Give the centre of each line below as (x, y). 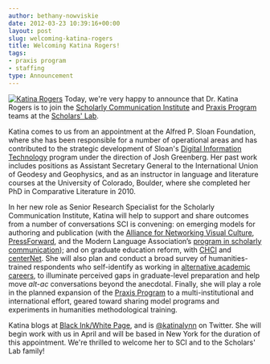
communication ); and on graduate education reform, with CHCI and (120, 250)
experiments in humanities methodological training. (93, 309)
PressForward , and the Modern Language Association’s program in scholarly (135, 241)
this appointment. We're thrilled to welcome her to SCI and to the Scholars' (132, 342)
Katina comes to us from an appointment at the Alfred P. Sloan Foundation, (132, 131)
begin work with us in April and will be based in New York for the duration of (135, 333)
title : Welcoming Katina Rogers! (64, 46)
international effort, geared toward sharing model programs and (114, 301)
